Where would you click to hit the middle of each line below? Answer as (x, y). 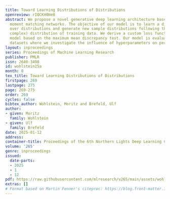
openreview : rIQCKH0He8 (30, 15)
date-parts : (23, 161)
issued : (13, 156)
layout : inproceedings (29, 48)
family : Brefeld (27, 128)
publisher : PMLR (22, 57)
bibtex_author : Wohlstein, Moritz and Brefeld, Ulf (61, 104)
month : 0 (14, 71)
